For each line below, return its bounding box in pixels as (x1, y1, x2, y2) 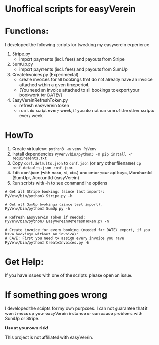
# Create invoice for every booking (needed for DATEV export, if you (5, 228, 150, 233)
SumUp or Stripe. (5, 315, 40, 321)
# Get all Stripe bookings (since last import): (5, 189, 105, 194)
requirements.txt (12, 156, 47, 161)
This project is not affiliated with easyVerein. (5, 334, 93, 340)
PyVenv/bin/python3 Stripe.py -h (5, 194, 72, 199)
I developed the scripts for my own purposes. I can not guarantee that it (5, 305, 148, 311)
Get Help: (5, 256, 43, 267)
